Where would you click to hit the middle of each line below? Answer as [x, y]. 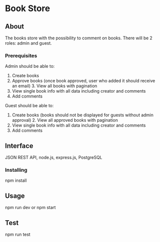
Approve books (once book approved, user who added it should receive [84, 81]
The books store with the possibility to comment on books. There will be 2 [79, 38]
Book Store [28, 8]
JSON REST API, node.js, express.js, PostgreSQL [54, 158]
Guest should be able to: [29, 106]
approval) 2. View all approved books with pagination [65, 120]
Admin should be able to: [30, 66]
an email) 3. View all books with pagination [55, 86]
